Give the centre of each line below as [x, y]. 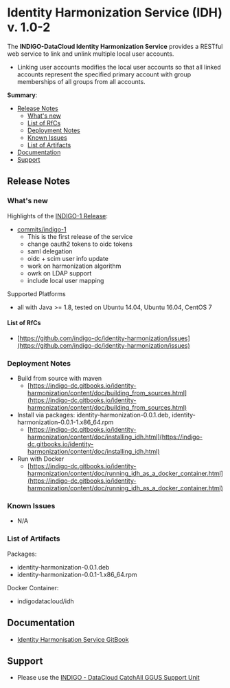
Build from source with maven [59, 378]
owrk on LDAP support [59, 273]
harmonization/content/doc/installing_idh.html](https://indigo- [115, 437]
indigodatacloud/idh [45, 601]
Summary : [22, 95]
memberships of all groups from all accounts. [81, 81]
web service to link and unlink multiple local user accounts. [91, 54]
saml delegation [50, 251]
